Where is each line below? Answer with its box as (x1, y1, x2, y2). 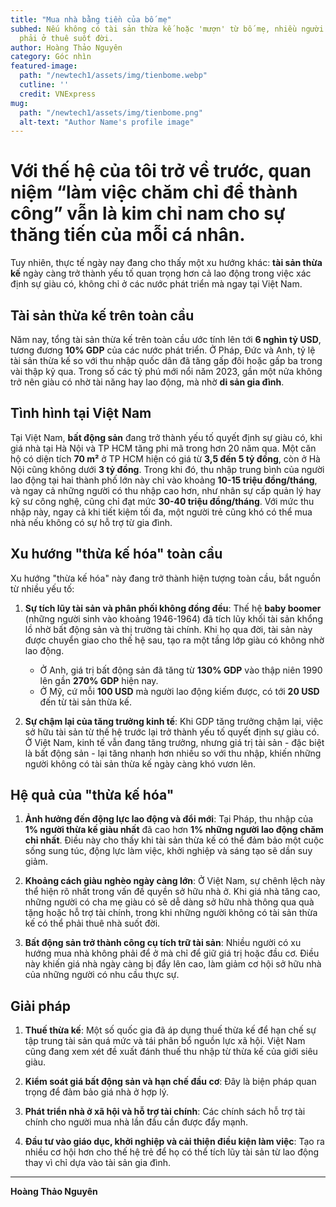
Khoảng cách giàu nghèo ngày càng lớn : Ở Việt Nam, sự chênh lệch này (24, 875, 326, 887)
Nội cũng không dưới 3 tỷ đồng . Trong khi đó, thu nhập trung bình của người (10, 463, 325, 475)
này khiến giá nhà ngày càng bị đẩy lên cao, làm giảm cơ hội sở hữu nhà (24, 958, 322, 970)
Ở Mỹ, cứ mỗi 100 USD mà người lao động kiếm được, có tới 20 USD (39, 685, 320, 697)
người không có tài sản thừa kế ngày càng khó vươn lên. (24, 757, 257, 770)
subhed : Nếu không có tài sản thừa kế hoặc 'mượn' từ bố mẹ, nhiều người (10, 24, 325, 34)
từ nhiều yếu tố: (10, 582, 75, 595)
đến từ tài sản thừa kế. (39, 696, 132, 708)
